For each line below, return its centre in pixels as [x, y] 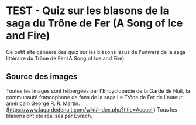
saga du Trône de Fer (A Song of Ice [94, 23]
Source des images [42, 77]
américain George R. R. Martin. [43, 103]
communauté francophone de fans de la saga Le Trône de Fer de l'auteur [94, 97]
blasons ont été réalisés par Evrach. [49, 116]
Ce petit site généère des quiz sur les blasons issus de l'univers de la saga [96, 52]
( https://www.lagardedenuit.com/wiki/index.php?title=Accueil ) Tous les [92, 109]
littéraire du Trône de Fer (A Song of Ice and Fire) [65, 58]
